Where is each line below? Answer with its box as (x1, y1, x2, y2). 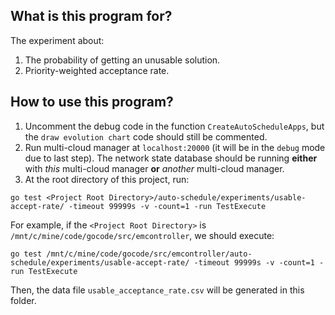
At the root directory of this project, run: (24, 173, 190, 185)
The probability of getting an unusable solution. (24, 54, 221, 66)
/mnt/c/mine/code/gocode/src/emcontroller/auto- (46, 249, 253, 259)
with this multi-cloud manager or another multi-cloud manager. (24, 162, 285, 174)
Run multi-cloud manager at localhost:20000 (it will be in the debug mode (24, 141, 326, 153)
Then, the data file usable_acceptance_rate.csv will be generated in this (10, 284, 305, 296)
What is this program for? (10, 8, 173, 25)
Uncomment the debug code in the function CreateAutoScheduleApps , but (24, 120, 325, 132)
